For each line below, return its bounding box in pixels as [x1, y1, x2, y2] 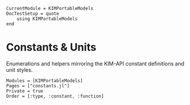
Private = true [6, 88, 44, 94]
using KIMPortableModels [17, 16, 78, 22]
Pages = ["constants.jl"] [6, 83, 70, 88]
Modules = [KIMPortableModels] [6, 77, 83, 84]
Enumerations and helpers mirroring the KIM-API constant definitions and [6, 60, 185, 67]
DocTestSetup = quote [6, 11, 60, 17]
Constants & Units [6, 41, 97, 54]
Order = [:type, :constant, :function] [6, 93, 104, 99]
